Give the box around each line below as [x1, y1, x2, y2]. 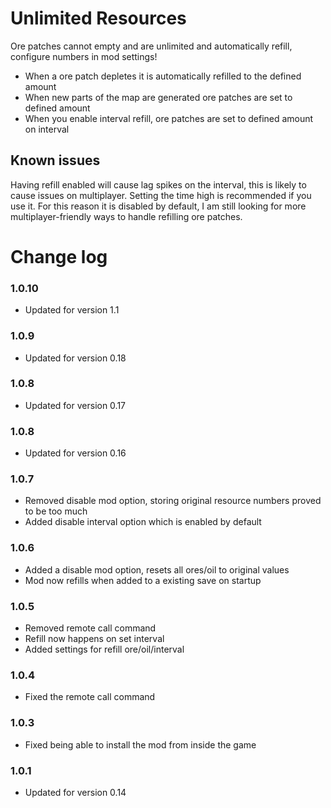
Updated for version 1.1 [24, 304, 120, 316]
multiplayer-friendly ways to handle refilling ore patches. [10, 210, 243, 222]
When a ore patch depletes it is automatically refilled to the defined [24, 70, 302, 82]
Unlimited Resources [10, 7, 187, 30]
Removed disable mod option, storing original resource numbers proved [24, 495, 322, 507]
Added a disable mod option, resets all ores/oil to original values [24, 563, 290, 576]
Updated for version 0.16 [24, 447, 127, 459]
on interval [24, 123, 70, 135]
